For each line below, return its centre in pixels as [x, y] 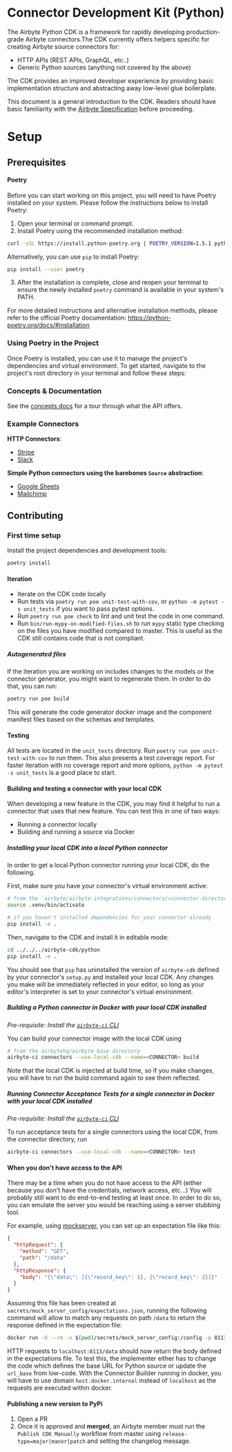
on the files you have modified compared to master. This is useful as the [120, 631]
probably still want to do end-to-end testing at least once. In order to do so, [115, 1197]
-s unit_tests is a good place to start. [62, 773]
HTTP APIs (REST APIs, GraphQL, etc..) [73, 59]
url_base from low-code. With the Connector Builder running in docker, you [115, 1373]
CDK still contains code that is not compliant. [81, 638]
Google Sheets [38, 486]
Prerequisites [37, 162]
